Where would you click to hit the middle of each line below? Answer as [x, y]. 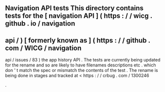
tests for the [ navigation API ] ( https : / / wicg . [79, 16]
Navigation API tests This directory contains [74, 8]
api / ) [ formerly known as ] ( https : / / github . [78, 40]
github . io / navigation [40, 24]
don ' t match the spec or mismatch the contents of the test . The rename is [82, 70]
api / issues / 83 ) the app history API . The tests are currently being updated [83, 60]
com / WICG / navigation [43, 48]
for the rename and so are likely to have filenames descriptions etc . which [81, 65]
